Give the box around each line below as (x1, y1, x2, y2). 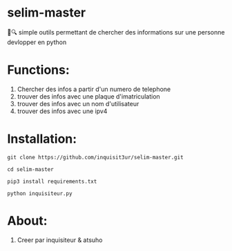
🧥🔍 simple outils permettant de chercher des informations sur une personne (7, 28, 225, 36)
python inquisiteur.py (7, 190, 72, 197)
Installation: (7, 131, 77, 147)
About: (7, 213, 48, 228)
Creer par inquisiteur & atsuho (17, 236, 103, 244)
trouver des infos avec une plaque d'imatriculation (17, 92, 160, 101)
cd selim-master (7, 165, 54, 173)
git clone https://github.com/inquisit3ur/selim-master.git (7, 154, 184, 161)
